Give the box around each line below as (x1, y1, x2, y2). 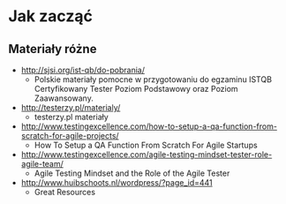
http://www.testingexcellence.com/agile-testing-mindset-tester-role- (20, 149, 273, 160)
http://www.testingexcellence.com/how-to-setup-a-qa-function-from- (20, 121, 277, 132)
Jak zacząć (8, 6, 94, 26)
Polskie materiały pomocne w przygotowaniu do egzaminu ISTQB (34, 74, 273, 85)
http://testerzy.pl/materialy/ (20, 102, 121, 112)
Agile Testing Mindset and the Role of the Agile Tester (34, 168, 230, 178)
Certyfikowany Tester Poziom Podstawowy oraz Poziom (34, 84, 239, 94)
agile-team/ (20, 159, 64, 169)
